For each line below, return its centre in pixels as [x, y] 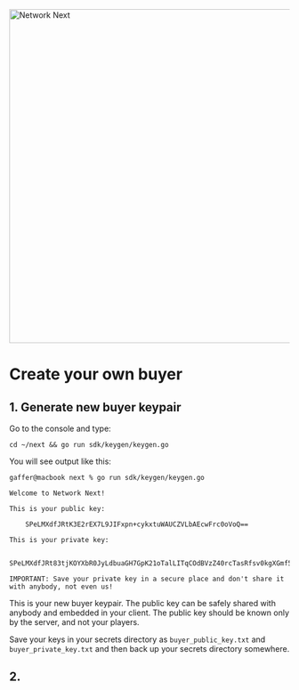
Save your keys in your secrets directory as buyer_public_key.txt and [137, 639]
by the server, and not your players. [74, 622]
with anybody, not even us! [61, 587]
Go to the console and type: [60, 428]
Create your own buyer [96, 374]
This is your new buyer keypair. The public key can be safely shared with [142, 603]
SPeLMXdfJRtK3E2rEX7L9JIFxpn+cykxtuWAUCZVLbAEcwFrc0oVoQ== [137, 524]
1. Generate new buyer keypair [95, 407]
